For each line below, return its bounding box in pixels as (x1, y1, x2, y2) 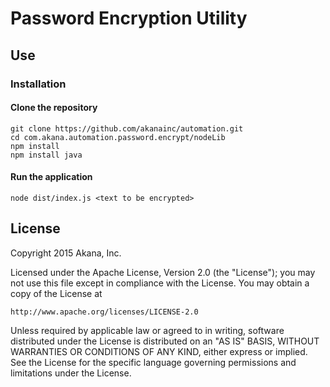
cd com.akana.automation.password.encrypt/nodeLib (10, 132, 226, 142)
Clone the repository (10, 102, 98, 114)
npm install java (10, 150, 83, 160)
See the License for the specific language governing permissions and (10, 356, 297, 368)
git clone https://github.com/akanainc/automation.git (10, 123, 244, 134)
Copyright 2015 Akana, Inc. (10, 247, 122, 259)
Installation (10, 77, 67, 91)
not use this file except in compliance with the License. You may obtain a (10, 277, 310, 289)
